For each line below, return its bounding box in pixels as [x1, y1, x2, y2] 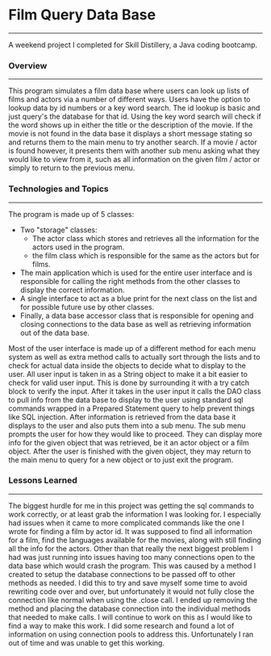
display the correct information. [19, 285, 125, 295]
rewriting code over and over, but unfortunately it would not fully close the [8, 587, 255, 596]
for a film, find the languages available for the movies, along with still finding [8, 535, 262, 545]
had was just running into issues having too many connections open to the [8, 552, 256, 562]
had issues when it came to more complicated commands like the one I [8, 518, 244, 528]
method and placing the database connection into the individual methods [8, 604, 252, 613]
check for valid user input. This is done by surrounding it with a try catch [8, 378, 250, 387]
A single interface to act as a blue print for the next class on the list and [19, 293, 257, 303]
